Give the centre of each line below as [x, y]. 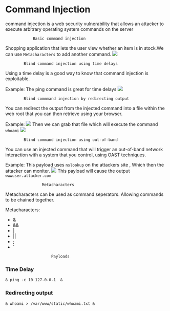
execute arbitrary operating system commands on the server [69, 29]
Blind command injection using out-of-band [71, 140]
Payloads [60, 256]
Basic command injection [59, 39]
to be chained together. [30, 199]
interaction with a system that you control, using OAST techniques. [76, 155]
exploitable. [17, 79]
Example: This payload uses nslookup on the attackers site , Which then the [85, 164]
